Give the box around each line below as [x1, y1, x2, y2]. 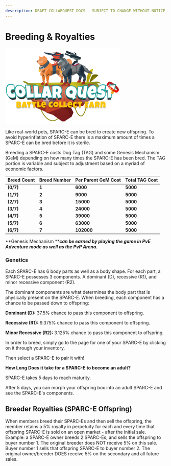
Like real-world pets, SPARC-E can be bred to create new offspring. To [5, 128, 154, 135]
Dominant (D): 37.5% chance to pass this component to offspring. [5, 310, 144, 316]
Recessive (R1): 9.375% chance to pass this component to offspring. [5, 319, 151, 325]
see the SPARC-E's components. [5, 390, 74, 396]
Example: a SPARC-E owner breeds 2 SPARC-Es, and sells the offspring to [5, 434, 161, 440]
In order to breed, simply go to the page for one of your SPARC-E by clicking [5, 339, 166, 345]
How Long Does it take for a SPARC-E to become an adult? [5, 364, 131, 370]
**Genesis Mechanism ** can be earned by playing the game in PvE [5, 238, 151, 245]
